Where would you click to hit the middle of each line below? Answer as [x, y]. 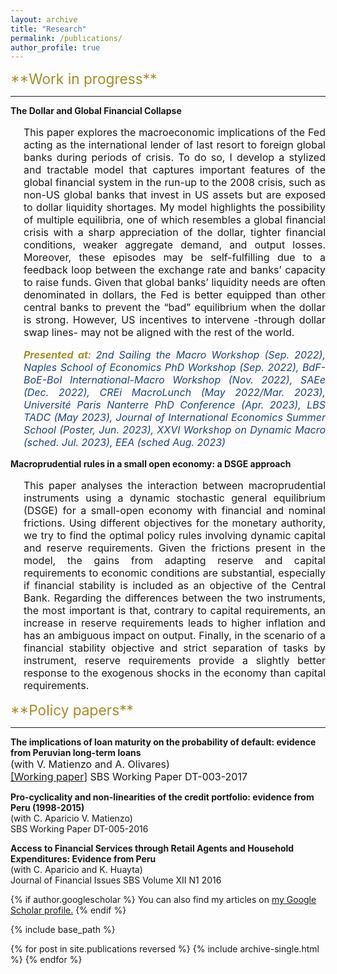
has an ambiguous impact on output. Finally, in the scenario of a [174, 636]
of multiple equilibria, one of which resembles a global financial [174, 220]
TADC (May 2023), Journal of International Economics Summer [174, 418]
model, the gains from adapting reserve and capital [174, 561]
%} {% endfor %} [46, 960]
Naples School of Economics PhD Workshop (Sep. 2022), [161, 368]
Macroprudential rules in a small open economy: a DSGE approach [151, 464]
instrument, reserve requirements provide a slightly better [174, 661]
